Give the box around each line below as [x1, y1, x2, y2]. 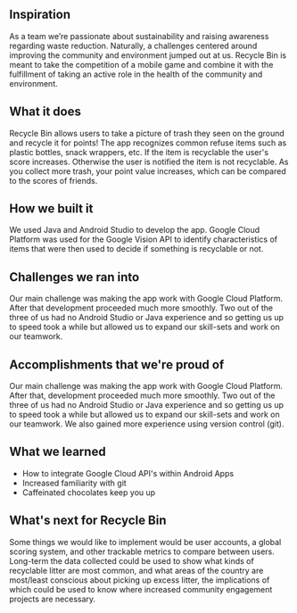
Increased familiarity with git [21, 477, 127, 488]
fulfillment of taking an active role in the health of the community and [9, 69, 263, 79]
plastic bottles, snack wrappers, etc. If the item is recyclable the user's [9, 146, 269, 157]
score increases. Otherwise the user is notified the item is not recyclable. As [9, 156, 289, 167]
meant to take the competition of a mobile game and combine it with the [9, 59, 274, 70]
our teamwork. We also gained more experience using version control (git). [9, 418, 285, 429]
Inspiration [9, 7, 71, 22]
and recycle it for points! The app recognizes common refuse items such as [9, 137, 287, 148]
